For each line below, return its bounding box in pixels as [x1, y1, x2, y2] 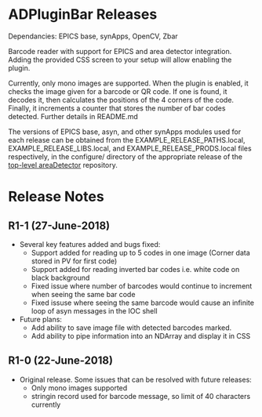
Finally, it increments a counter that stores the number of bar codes [8, 103, 226, 113]
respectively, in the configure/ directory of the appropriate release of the [8, 151, 243, 161]
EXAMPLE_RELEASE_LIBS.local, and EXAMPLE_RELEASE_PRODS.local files [8, 143, 253, 153]
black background [31, 273, 90, 282]
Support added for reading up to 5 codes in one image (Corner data [31, 248, 251, 257]
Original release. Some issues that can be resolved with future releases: [19, 375, 253, 384]
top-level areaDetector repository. [8, 160, 118, 169]
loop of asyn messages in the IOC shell [31, 306, 158, 315]
